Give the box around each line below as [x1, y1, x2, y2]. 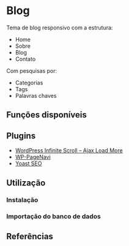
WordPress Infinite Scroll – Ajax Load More [15, 147, 123, 154]
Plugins [6, 130, 36, 141]
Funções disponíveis [6, 110, 87, 120]
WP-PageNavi [15, 154, 51, 161]
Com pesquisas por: [6, 67, 57, 74]
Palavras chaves [15, 92, 57, 99]
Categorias [15, 79, 43, 86]
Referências [6, 231, 54, 242]
